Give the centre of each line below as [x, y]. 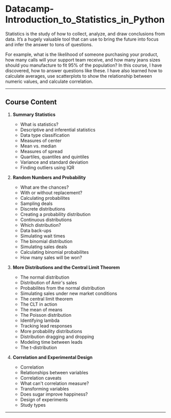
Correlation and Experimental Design [52, 357]
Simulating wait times [42, 236]
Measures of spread [41, 151]
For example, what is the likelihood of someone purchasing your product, [82, 54]
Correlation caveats [41, 378]
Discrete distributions [42, 208]
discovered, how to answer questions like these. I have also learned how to [84, 70]
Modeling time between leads [51, 342]
